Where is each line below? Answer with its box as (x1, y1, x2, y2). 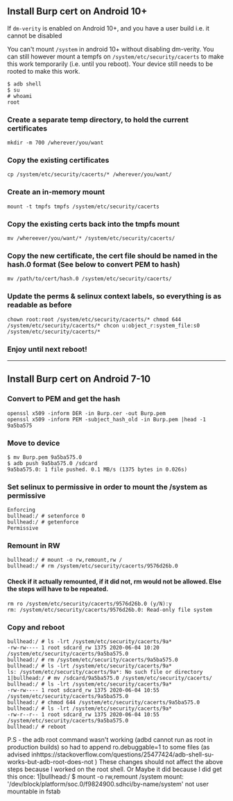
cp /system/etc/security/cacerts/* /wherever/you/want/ (7, 171, 172, 178)
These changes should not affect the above (98, 757, 223, 766)
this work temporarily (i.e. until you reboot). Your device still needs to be (7, 59, 214, 68)
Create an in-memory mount (7, 187, 105, 197)
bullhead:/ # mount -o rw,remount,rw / (7, 556, 123, 564)
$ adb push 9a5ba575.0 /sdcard (7, 460, 98, 467)
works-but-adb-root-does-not (7, 757, 94, 766)
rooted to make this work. (7, 67, 80, 75)
